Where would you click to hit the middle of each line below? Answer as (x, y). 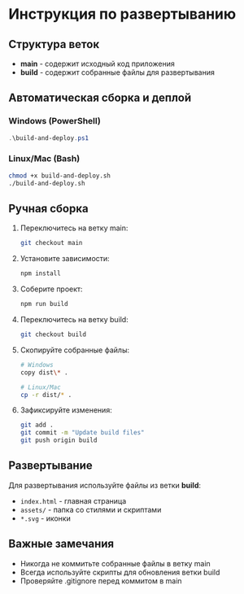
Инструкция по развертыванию (122, 14)
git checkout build (53, 334)
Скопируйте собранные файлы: (75, 350)
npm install (40, 273)
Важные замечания (61, 544)
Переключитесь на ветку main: (74, 228)
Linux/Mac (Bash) (44, 159)
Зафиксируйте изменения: (66, 410)
